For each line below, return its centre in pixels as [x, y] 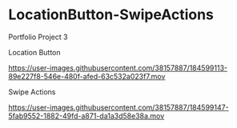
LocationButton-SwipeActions [111, 15]
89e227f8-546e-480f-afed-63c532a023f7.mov [87, 76]
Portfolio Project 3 [38, 37]
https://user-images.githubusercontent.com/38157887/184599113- [118, 68]
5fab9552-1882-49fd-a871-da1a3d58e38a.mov [86, 116]
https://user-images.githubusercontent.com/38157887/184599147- [119, 107]
